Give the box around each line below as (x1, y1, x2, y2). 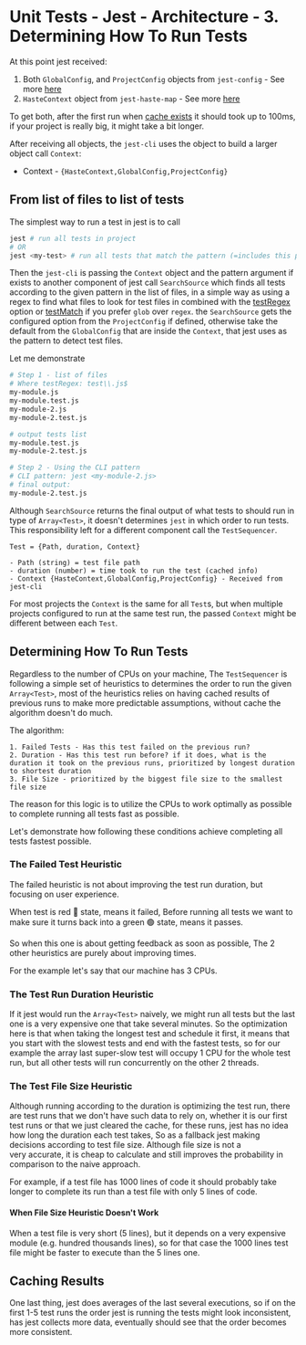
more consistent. (9, 1327, 73, 1338)
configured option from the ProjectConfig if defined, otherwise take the (9, 316, 279, 327)
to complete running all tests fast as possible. (9, 808, 179, 819)
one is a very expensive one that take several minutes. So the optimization (9, 1018, 289, 1029)
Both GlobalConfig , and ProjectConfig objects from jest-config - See (22, 73, 285, 84)
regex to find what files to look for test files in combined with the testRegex (9, 297, 291, 308)
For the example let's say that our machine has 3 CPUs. (9, 965, 218, 976)
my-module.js (9, 388, 59, 397)
